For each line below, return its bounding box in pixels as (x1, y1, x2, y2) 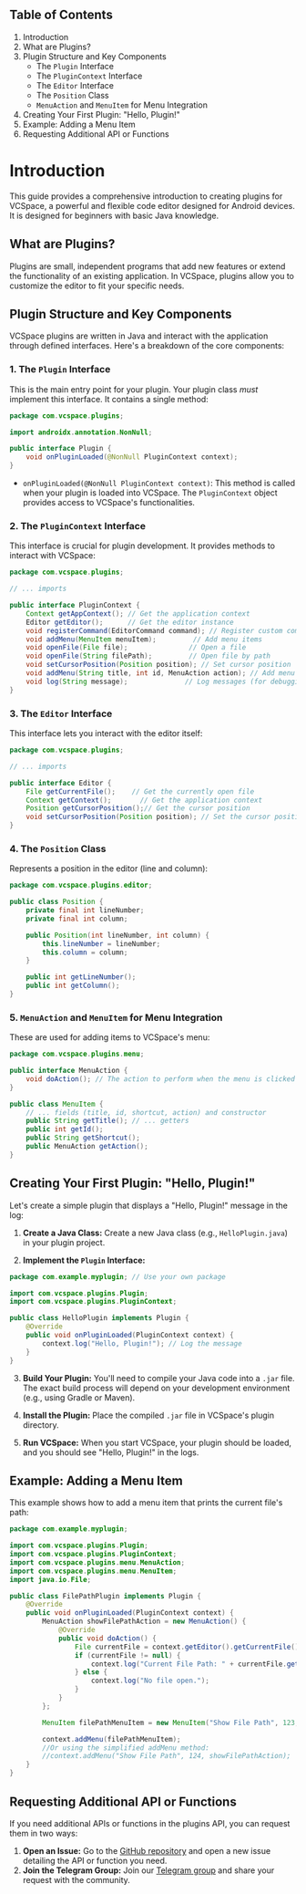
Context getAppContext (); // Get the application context (25, 609, 250, 619)
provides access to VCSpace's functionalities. (22, 497, 196, 508)
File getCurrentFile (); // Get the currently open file (25, 786, 255, 796)
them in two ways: (9, 1827, 78, 1838)
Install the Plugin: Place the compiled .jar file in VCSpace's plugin (22, 1410, 275, 1420)
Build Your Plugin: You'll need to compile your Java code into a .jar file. (22, 1372, 295, 1383)
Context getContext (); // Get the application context (25, 796, 262, 805)
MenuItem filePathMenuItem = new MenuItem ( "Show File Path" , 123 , (42, 1718, 300, 1727)
